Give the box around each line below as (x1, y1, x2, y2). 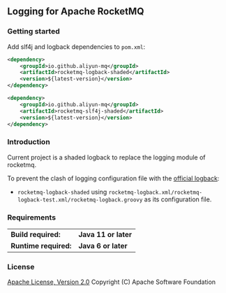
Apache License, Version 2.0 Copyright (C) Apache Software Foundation (7, 278, 216, 286)
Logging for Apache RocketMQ (7, 6, 144, 17)
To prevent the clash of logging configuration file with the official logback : (7, 174, 220, 183)
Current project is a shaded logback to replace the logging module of (7, 153, 206, 162)
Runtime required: (10, 241, 72, 251)
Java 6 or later (78, 241, 128, 251)
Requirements (7, 213, 56, 222)
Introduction (7, 137, 50, 147)
